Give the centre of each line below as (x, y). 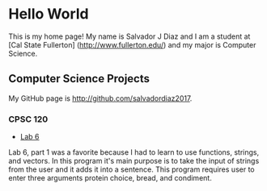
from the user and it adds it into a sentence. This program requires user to (131, 169)
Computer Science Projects (79, 79)
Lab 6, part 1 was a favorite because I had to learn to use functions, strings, (134, 152)
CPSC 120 (28, 119)
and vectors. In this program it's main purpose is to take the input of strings (134, 161)
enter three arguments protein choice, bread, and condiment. (110, 178)
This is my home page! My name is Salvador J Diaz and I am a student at (129, 36)
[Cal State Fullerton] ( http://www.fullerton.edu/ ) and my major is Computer (132, 44)
